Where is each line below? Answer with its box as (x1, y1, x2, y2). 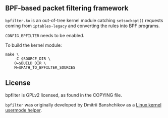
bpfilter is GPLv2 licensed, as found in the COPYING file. (5, 92, 123, 98)
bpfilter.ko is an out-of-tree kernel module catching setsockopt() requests (5, 17, 163, 23)
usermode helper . (5, 107, 42, 113)
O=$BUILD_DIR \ (14, 60, 46, 66)
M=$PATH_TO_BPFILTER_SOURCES (14, 65, 76, 70)
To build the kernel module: (5, 42, 62, 48)
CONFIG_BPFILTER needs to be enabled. (5, 32, 85, 38)
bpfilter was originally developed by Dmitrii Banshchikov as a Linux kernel (5, 101, 161, 107)
